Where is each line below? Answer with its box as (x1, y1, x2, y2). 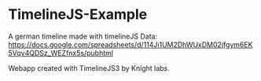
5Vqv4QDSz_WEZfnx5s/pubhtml (8, 48, 114, 57)
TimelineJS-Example (8, 6, 148, 24)
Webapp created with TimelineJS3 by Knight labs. (8, 63, 171, 72)
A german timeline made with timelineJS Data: (8, 31, 158, 41)
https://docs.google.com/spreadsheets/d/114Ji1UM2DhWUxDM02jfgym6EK (8, 39, 253, 49)
